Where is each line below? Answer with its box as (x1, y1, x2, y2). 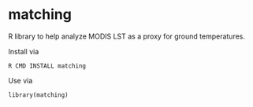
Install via (8, 46, 39, 56)
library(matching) (8, 90, 69, 99)
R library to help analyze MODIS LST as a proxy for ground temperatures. (8, 31, 246, 41)
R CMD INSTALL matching (8, 61, 87, 70)
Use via (8, 76, 33, 85)
